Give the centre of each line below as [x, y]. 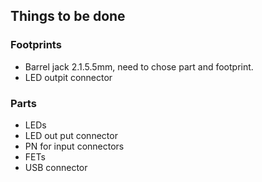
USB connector [56, 167]
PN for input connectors [74, 146]
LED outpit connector [68, 77]
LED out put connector [71, 135]
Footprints [36, 45]
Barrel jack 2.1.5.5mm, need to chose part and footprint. [139, 66]
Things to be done [68, 16]
